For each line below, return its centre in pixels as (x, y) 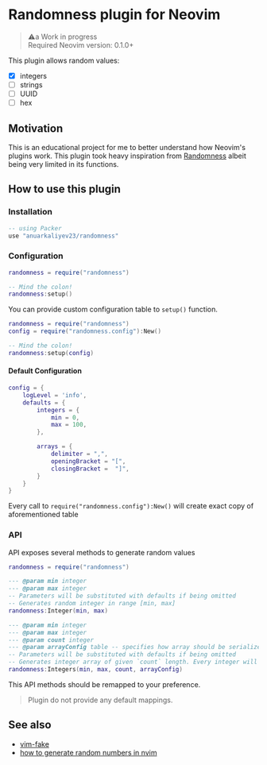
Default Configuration (45, 371)
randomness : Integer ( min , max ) (58, 610)
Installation (31, 212)
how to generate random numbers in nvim (88, 752)
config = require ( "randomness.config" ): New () (85, 331)
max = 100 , (69, 425)
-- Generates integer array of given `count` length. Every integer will (133, 662)
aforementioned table (43, 515)
